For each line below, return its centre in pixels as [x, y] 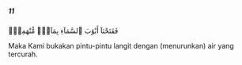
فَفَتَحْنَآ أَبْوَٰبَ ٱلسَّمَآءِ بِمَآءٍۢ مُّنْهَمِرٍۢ [63, 31]
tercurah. [23, 54]
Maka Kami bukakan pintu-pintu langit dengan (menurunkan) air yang [121, 45]
